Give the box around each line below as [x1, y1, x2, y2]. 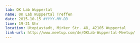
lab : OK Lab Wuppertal [5, 7, 52, 12]
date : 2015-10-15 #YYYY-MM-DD [5, 16, 68, 21]
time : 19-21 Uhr [5, 21, 39, 26]
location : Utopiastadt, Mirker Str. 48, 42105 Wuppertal [5, 26, 126, 31]
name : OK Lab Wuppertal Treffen [5, 12, 72, 17]
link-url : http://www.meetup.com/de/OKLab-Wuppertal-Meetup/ [5, 30, 135, 35]
